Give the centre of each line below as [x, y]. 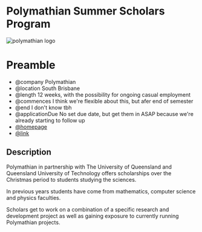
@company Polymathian [45, 82]
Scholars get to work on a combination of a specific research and [88, 209]
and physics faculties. [34, 198]
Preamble [31, 65]
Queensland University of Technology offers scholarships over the [89, 173]
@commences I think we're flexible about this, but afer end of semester [104, 101]
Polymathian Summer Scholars [86, 11]
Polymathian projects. [33, 222]
